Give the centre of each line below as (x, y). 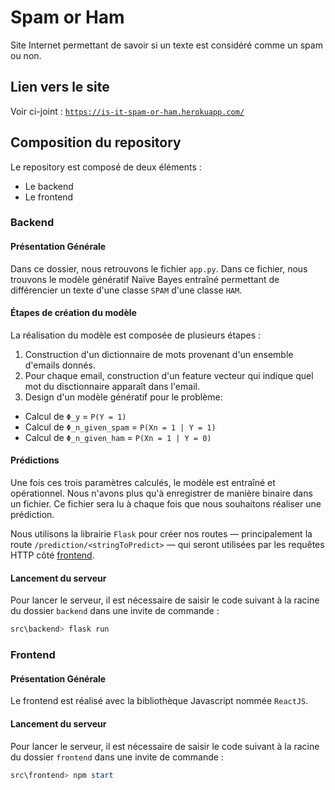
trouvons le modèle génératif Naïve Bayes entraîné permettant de (145, 279)
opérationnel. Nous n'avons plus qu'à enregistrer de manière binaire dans (161, 493)
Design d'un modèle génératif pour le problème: (123, 397)
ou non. (26, 55)
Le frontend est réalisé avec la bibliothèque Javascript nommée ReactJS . (159, 701)
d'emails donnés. (60, 365)
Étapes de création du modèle (73, 313)
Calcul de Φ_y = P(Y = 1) (75, 416)
